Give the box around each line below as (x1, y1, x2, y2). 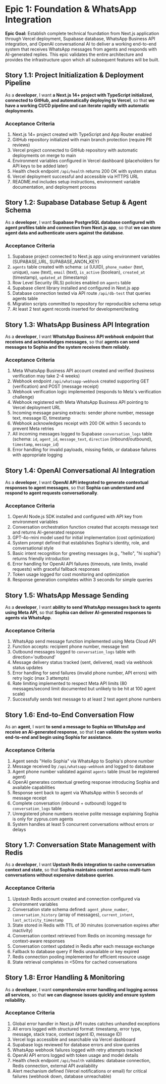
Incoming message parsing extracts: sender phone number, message (12, 410, 155, 416)
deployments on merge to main (12, 153, 76, 159)
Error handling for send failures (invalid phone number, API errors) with (12, 670, 157, 676)
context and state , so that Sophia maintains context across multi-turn (5, 867, 151, 873)
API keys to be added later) (12, 163, 68, 169)
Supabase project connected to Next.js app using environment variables (12, 254, 160, 260)
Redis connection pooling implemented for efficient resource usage (12, 954, 150, 960)
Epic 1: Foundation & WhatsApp (5, 3, 137, 15)
